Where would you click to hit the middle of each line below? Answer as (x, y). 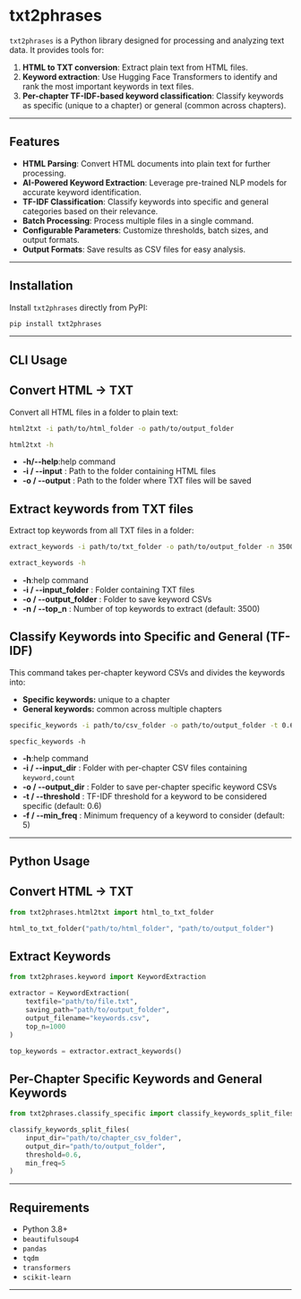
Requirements (49, 1207)
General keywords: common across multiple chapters (122, 709)
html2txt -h (31, 444)
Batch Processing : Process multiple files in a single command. (138, 220)
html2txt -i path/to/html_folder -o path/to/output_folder (122, 428)
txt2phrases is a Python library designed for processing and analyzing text (147, 40)
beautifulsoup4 (51, 1240)
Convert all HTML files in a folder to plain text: (94, 412)
